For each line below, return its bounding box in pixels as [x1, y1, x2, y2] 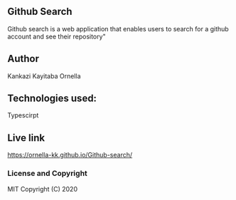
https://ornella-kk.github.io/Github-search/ [7, 151, 133, 159]
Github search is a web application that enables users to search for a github [7, 24, 229, 33]
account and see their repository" [7, 32, 106, 41]
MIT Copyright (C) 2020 [7, 184, 78, 193]
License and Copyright [7, 169, 87, 179]
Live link [7, 132, 45, 144]
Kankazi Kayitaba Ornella [7, 71, 81, 80]
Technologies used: [7, 93, 97, 105]
